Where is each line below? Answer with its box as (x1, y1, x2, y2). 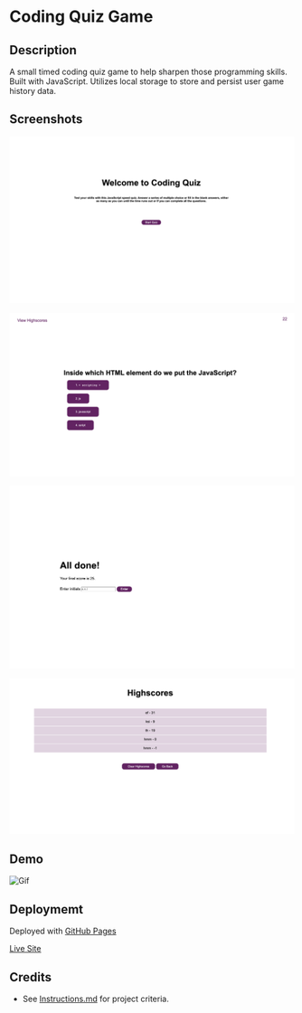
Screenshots (9, 111, 83, 128)
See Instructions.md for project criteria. (22, 993, 169, 1004)
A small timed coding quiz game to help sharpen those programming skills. (9, 66, 288, 77)
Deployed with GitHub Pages (9, 925, 117, 937)
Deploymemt (9, 902, 84, 917)
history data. (9, 86, 57, 96)
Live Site (9, 943, 42, 954)
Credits (9, 970, 52, 985)
